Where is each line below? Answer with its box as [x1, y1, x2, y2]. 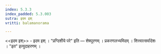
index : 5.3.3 [5, 7, 32, 12]
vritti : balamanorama [5, 20, 49, 26]
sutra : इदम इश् [5, 16, 33, 21]
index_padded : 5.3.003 [5, 12, 51, 16]
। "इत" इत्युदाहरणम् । [5, 43, 41, 49]
